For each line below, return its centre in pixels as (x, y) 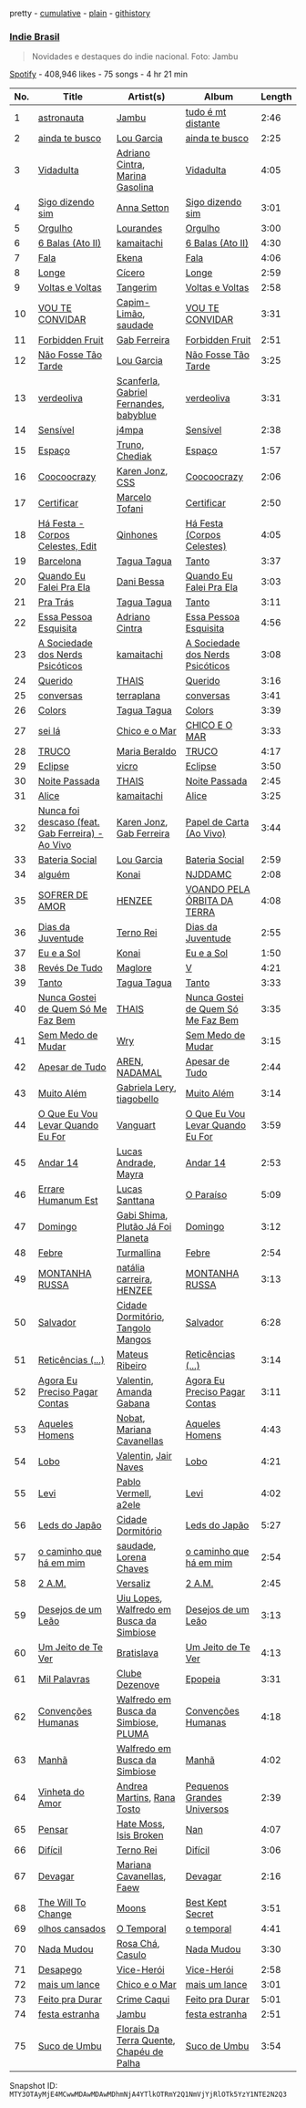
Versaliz (133, 1584)
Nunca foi (59, 811)
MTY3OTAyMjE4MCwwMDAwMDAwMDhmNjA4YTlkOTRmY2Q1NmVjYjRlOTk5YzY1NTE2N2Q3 (148, 2095)
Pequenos (207, 1786)
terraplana (138, 696)
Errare (51, 1189)
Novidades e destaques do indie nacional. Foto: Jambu (135, 57)
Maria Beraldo (146, 751)
